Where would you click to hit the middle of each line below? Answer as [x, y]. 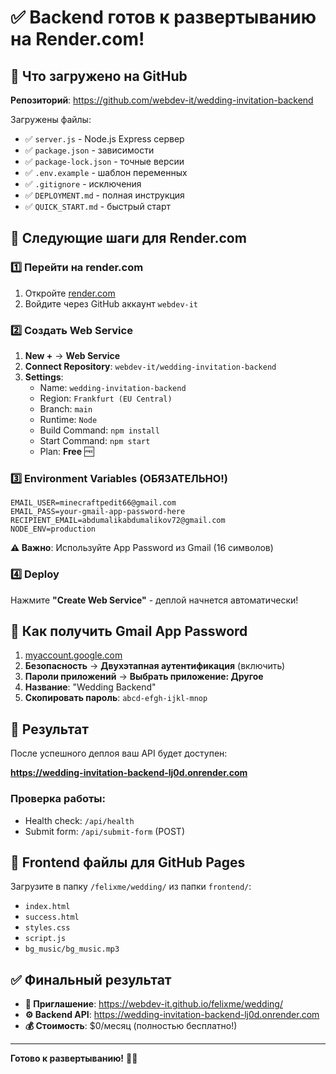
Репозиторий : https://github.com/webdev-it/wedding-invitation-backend [162, 100]
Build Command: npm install [99, 430]
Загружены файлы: [51, 119]
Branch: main [66, 408]
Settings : [44, 377]
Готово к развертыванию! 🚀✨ [74, 1058]
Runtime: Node [68, 419]
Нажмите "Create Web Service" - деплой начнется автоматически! [154, 600]
